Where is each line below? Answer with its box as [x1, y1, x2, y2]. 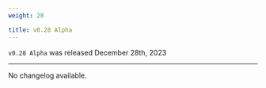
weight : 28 [8, 11, 44, 20]
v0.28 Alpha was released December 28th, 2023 [8, 48, 167, 57]
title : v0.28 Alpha [8, 25, 73, 34]
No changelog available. [8, 71, 87, 80]
